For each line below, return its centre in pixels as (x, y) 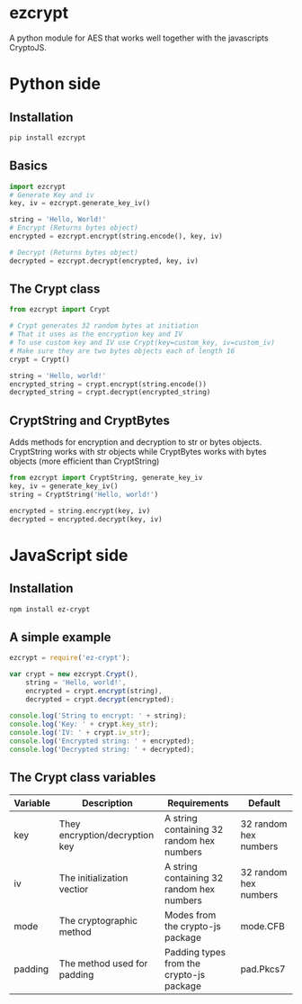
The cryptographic (98, 920)
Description (107, 802)
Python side (55, 84)
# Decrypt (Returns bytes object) (74, 252)
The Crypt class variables (83, 778)
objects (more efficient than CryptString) (84, 461)
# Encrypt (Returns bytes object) (74, 228)
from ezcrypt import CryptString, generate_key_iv (106, 478)
